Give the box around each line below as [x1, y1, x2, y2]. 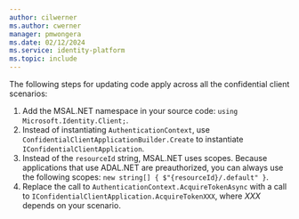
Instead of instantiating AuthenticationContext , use [21, 125, 211, 134]
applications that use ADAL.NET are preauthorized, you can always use [21, 162, 284, 173]
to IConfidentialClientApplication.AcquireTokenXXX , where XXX [21, 191, 261, 201]
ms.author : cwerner [9, 21, 82, 30]
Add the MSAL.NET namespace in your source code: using [21, 106, 238, 116]
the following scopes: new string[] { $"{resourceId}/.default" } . [21, 172, 269, 182]
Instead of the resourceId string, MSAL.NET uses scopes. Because [21, 153, 268, 163]
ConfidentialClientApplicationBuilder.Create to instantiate [21, 134, 244, 144]
